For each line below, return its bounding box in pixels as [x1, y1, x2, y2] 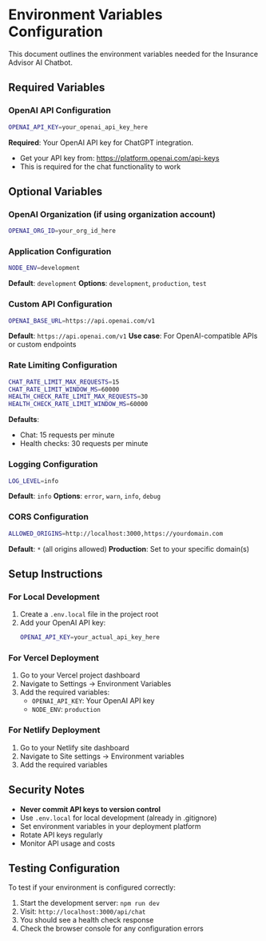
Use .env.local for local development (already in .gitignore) [19, 813, 217, 822]
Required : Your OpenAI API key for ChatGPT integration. [8, 138, 194, 147]
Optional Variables [8, 184, 102, 198]
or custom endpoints [8, 340, 77, 349]
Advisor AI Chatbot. [8, 58, 73, 67]
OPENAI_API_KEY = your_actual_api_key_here [19, 633, 161, 641]
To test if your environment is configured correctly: [8, 883, 176, 892]
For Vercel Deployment [8, 653, 100, 664]
